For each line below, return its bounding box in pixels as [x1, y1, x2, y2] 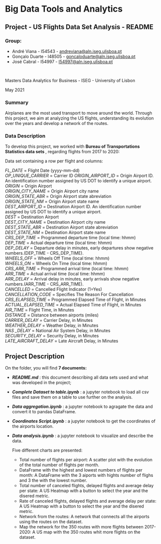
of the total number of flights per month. [19, 462, 100, 468]
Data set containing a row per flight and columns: [5, 158, 103, 164]
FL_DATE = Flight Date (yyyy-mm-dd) [5, 168, 80, 174]
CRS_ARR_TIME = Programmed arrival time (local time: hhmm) [5, 266, 129, 272]
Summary [5, 99, 29, 105]
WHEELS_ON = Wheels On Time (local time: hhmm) [5, 261, 107, 266]
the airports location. [12, 423, 54, 429]
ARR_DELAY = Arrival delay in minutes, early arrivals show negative [5, 276, 139, 282]
